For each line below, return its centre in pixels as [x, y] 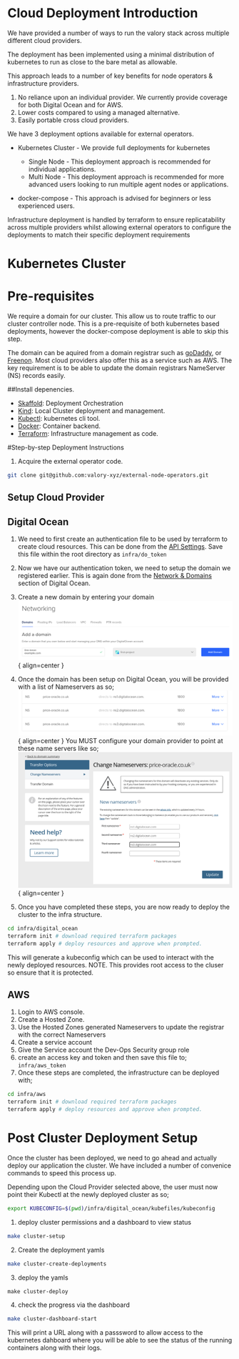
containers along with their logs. [55, 1348]
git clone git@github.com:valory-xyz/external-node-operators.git [108, 476]
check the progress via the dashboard [74, 1305]
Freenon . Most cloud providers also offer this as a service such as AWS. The [120, 360]
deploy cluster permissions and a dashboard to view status [104, 1222]
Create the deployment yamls [61, 1250]
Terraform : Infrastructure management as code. [88, 434]
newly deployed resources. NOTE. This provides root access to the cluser [116, 965]
